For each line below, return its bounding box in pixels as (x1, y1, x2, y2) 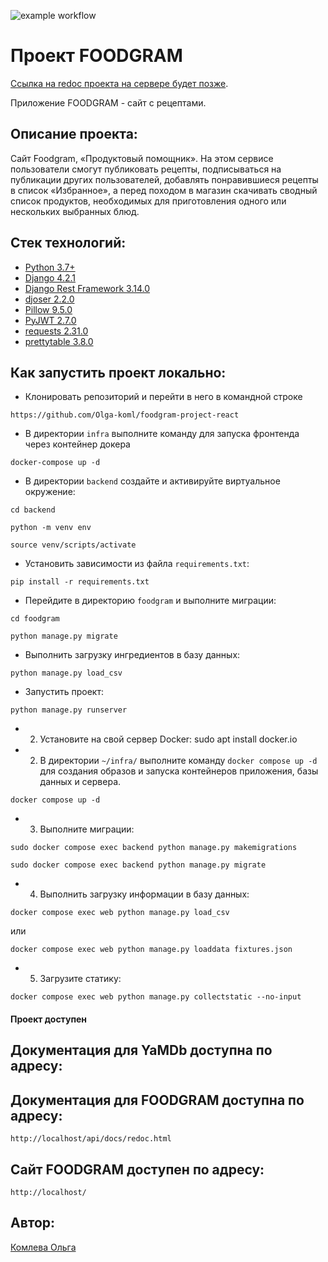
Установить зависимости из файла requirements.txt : (24, 558, 250, 570)
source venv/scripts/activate (10, 540, 137, 550)
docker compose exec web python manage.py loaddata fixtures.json (10, 945, 293, 955)
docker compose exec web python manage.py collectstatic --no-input (10, 992, 302, 1002)
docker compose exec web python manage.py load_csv (10, 908, 230, 918)
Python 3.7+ (24, 261, 76, 273)
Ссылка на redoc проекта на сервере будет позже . (10, 77, 229, 89)
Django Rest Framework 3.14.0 (24, 282, 151, 294)
